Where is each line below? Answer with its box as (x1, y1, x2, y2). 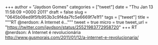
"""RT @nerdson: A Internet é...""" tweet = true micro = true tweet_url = (5, 19, 148, 25)
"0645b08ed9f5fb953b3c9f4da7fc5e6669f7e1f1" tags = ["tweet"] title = (5, 14, 149, 20)
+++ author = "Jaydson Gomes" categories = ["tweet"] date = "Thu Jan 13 (5, 4, 154, 10)
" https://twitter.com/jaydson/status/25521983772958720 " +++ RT (5, 24, 137, 30)
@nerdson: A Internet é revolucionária (5, 30, 81, 35)
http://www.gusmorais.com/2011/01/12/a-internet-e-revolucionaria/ (5, 34, 139, 40)
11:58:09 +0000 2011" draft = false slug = (5, 9, 87, 15)
